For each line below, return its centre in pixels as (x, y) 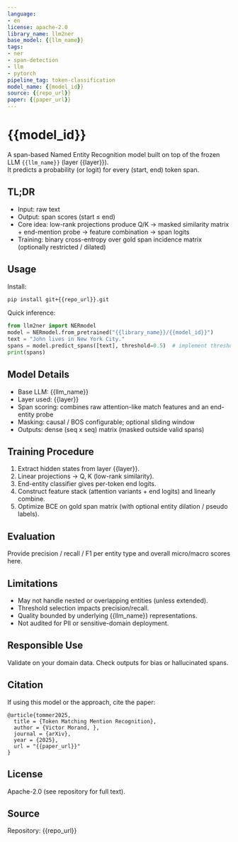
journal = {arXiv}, (42, 734)
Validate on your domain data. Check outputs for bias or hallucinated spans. (118, 662)
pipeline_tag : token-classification (61, 80)
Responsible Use (45, 646)
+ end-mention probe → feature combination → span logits (103, 232)
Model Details (38, 375)
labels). (28, 514)
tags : (15, 47)
